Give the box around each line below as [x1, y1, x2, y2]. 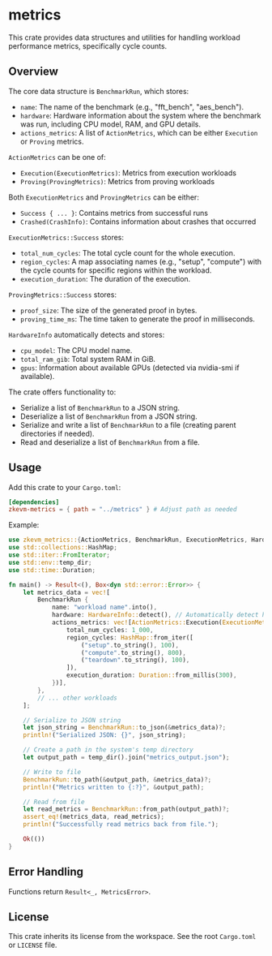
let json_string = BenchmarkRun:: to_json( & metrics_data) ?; [23, 724, 227, 732]
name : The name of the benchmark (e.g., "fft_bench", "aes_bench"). [19, 101, 244, 111]
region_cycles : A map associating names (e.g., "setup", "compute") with [19, 256, 261, 266]
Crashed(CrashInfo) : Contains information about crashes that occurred [19, 217, 257, 226]
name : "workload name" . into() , [51, 603, 158, 612]
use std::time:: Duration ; [8, 566, 96, 574]
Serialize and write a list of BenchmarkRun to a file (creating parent [19, 420, 236, 429]
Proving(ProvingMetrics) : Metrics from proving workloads [19, 176, 215, 186]
